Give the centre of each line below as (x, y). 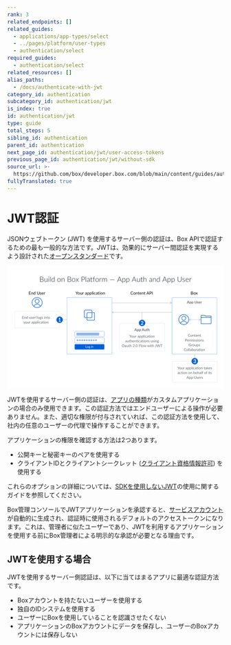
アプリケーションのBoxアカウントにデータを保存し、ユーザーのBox (112, 626)
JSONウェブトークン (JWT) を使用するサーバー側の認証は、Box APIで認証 (112, 239)
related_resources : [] (40, 72)
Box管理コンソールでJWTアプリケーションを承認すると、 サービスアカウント (115, 510)
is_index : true (29, 109)
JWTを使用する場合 (49, 559)
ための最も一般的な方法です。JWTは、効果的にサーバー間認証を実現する (115, 247)
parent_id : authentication (46, 145)
